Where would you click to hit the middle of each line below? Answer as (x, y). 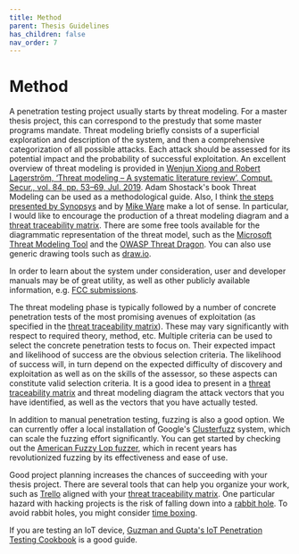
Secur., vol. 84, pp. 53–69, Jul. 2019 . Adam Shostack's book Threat (133, 188)
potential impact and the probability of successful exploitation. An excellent (148, 159)
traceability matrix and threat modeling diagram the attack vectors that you (147, 393)
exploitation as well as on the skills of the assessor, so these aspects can (143, 374)
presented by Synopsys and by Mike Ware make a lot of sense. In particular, (149, 206)
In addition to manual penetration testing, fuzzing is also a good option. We (147, 420)
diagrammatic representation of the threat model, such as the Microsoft (141, 235)
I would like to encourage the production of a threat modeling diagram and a (149, 216)
